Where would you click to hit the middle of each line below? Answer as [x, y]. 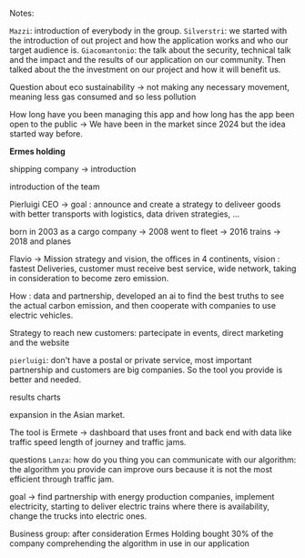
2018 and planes [40, 241]
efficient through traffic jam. [62, 479]
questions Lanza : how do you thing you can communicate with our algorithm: [153, 460]
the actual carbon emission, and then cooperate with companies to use [142, 305]
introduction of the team [55, 187]
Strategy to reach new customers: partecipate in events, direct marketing [147, 333]
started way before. [46, 134]
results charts [35, 397]
